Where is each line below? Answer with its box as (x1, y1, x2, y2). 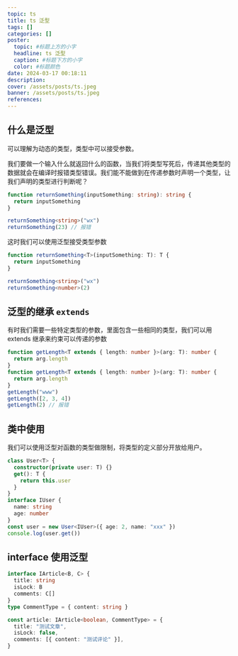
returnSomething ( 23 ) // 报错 (7, 224, 91, 231)
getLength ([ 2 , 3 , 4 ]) (7, 395, 72, 402)
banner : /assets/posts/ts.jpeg (7, 89, 100, 96)
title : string (13, 577, 55, 584)
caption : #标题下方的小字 (13, 57, 83, 64)
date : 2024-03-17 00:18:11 (7, 70, 87, 77)
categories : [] (7, 30, 52, 38)
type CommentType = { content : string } (7, 604, 129, 611)
